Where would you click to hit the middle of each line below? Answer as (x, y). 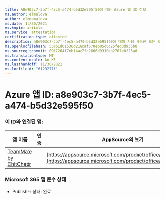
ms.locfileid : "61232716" (31, 69)
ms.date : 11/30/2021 (26, 23)
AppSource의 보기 (123, 140)
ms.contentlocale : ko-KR (30, 60)
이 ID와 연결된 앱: (24, 122)
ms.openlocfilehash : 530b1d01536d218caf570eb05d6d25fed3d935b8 (71, 46)
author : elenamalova (26, 19)
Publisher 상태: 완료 (31, 191)
